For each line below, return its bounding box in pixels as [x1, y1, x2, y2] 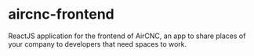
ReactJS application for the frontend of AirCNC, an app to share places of [8, 31, 246, 40]
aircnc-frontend [8, 5, 115, 23]
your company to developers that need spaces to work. [8, 39, 187, 48]
